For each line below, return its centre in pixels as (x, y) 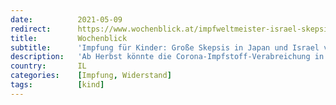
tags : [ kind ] (57, 85)
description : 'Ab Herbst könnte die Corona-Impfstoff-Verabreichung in (167, 57)
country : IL (48, 66)
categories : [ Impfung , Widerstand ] (91, 76)
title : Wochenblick (69, 38)
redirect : (31, 29)
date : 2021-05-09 (66, 19)
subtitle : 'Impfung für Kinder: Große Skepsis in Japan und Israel (165, 47)
